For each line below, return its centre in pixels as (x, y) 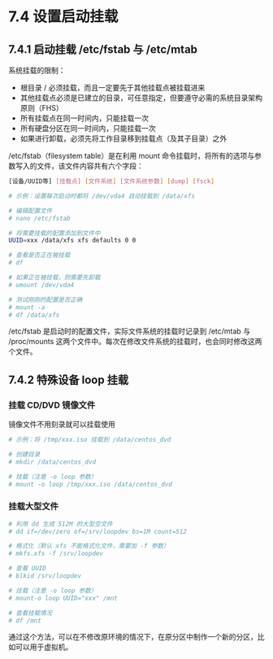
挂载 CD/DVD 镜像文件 (52, 405)
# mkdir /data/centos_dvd (52, 462)
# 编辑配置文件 (30, 211)
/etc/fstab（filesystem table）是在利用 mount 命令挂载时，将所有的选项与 (131, 156)
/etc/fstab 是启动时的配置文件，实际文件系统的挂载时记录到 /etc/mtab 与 (129, 331)
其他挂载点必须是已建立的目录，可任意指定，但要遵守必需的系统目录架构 (141, 98)
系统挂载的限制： (37, 70)
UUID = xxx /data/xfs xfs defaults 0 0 (72, 241)
